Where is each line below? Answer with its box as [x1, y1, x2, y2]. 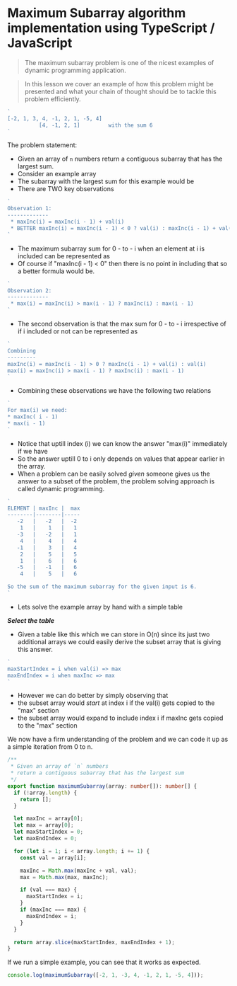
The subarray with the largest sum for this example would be [17, 177, 195, 185]
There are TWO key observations [17, 185, 114, 193]
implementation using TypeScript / [7, 20, 215, 36]
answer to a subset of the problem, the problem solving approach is [17, 476, 215, 486]
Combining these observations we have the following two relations [17, 386, 212, 395]
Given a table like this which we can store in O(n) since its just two [17, 630, 210, 638]
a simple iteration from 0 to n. [7, 743, 93, 751]
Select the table [7, 616, 55, 624]
